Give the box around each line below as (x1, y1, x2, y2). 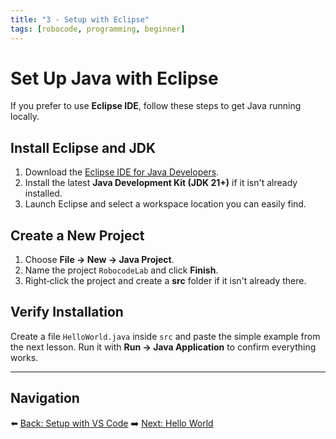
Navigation (10, 390, 80, 407)
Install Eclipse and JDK (10, 139, 157, 156)
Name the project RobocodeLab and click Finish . (24, 264, 219, 276)
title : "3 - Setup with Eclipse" (10, 14, 150, 25)
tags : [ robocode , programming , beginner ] (10, 24, 186, 34)
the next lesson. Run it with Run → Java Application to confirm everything (10, 341, 317, 353)
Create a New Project (10, 227, 145, 244)
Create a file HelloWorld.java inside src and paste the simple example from (10, 330, 321, 342)
